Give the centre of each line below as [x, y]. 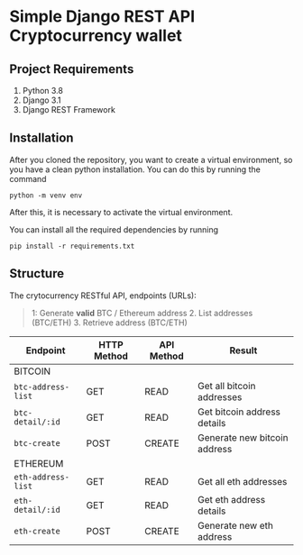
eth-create [37, 531]
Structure [37, 273]
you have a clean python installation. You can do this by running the [135, 169]
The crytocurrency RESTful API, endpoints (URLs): [103, 296]
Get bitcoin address [239, 412]
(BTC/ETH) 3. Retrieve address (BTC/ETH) [109, 323]
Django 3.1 [41, 100]
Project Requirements [72, 69]
